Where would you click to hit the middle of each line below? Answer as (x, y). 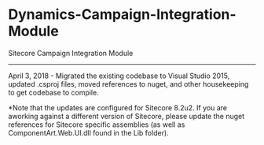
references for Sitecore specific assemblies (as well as (97, 125)
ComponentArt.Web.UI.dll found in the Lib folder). (88, 132)
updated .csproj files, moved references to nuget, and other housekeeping (128, 84)
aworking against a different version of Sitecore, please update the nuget (126, 116)
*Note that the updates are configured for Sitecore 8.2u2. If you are (118, 107)
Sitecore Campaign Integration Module (71, 53)
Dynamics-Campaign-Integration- (123, 15)
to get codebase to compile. (54, 92)
